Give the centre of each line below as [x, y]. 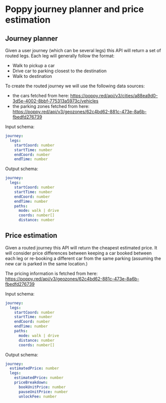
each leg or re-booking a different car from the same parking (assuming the [83, 258]
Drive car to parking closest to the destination [59, 71]
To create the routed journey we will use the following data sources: [75, 86]
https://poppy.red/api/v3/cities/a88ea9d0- [114, 96]
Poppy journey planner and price [74, 9]
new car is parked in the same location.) [46, 263]
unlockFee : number [37, 396]
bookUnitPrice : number [42, 387]
